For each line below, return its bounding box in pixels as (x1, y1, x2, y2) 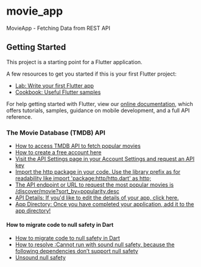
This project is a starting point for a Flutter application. (6, 58, 143, 65)
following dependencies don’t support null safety (15, 247, 138, 255)
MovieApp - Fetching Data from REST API (6, 24, 111, 32)
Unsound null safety (15, 254, 66, 262)
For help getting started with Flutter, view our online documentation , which (6, 100, 194, 107)
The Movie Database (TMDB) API (6, 128, 105, 137)
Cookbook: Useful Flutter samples (15, 88, 101, 96)
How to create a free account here (15, 149, 102, 156)
